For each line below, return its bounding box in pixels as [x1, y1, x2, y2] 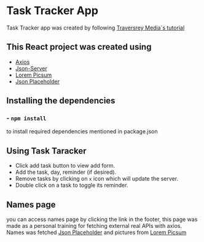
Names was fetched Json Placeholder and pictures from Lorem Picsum [6, 228, 187, 236]
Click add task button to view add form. [15, 162, 116, 170]
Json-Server [15, 64, 47, 72]
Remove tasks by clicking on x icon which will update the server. [15, 175, 179, 182]
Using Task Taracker [6, 146, 87, 156]
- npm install [6, 114, 47, 123]
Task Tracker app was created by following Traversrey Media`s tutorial [6, 24, 185, 31]
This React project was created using [6, 42, 152, 52]
